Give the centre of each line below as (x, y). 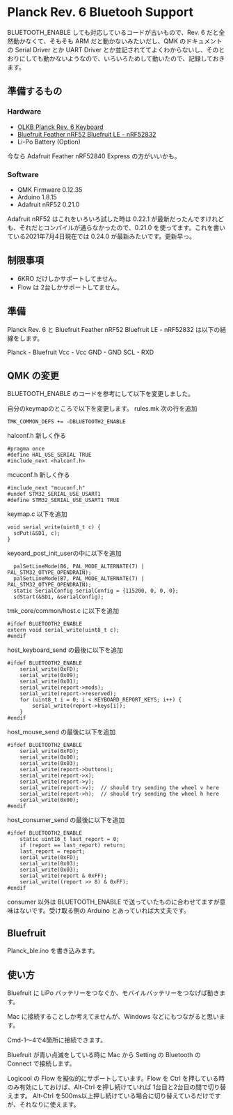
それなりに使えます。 (49, 1104)
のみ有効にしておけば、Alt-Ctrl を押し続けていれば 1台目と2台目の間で (107, 1087)
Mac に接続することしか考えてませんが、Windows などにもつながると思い (113, 1016)
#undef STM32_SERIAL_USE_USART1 (54, 494)
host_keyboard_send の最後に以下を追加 (65, 650)
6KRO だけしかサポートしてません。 (69, 278)
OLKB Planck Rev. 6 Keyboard (60, 127)
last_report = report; (53, 851)
